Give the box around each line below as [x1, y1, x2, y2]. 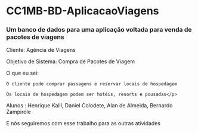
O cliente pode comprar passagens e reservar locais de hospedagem [6, 81, 178, 87]
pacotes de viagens [6, 33, 64, 41]
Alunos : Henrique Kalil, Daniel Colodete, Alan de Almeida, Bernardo [6, 102, 173, 109]
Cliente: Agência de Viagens [6, 47, 76, 54]
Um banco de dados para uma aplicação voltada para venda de [6, 26, 192, 34]
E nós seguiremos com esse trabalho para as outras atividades [6, 120, 161, 127]
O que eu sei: [6, 70, 39, 77]
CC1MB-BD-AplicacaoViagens [6, 4, 159, 18]
